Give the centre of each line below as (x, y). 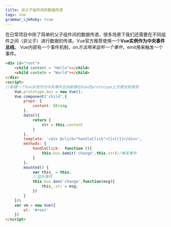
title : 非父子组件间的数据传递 (34, 10)
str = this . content (62, 125)
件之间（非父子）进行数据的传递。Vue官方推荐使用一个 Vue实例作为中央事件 (85, 41)
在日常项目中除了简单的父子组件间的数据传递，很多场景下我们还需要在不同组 (85, 35)
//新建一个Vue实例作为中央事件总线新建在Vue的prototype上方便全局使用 (72, 87)
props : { (33, 101)
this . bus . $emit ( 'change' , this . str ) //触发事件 (89, 153)
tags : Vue (16, 15)
